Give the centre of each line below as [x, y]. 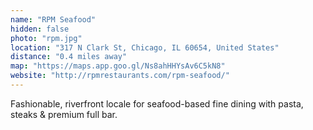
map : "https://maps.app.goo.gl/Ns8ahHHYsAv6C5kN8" [118, 66]
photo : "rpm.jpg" [46, 38]
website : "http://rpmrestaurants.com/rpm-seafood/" [120, 76]
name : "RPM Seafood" [53, 19]
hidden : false [40, 29]
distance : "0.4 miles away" [69, 57]
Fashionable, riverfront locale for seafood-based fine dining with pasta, [157, 103]
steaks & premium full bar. [64, 114]
